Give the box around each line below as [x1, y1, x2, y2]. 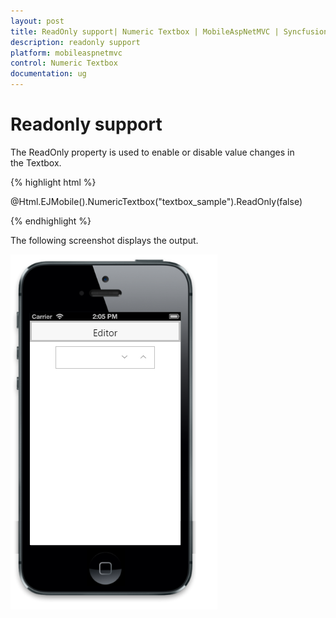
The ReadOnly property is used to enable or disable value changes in [10, 146, 295, 158]
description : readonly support [10, 37, 141, 47]
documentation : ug [10, 69, 87, 79]
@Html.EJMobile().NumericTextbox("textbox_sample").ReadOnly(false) [10, 195, 303, 207]
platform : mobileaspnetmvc [10, 48, 123, 58]
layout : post [10, 16, 65, 26]
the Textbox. [10, 156, 62, 169]
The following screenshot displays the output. [10, 234, 199, 246]
